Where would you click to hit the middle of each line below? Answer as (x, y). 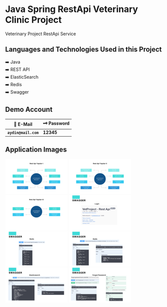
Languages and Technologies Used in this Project (83, 49)
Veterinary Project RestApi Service (41, 34)
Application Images (36, 149)
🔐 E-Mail (23, 124)
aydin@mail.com (23, 133)
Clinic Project (34, 20)
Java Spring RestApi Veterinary (72, 9)
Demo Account (29, 109)
